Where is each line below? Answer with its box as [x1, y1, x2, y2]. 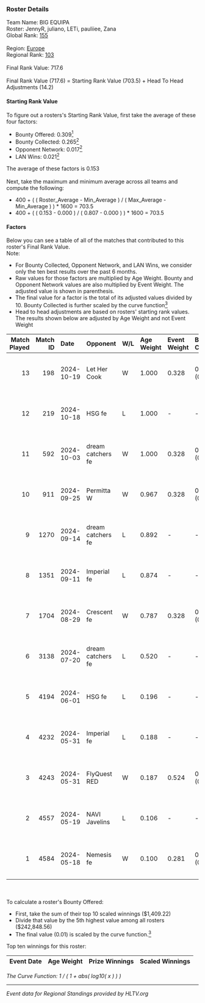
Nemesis [86, 850, 112, 859]
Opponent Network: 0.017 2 [15, 144, 83, 153]
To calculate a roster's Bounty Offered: [6, 898, 104, 905]
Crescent [86, 607, 113, 616]
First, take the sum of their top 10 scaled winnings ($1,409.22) [15, 910, 171, 917]
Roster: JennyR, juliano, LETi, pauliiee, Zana [6, 25, 117, 32]
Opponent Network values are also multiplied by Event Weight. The [15, 281, 184, 288]
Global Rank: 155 [6, 32, 49, 39]
